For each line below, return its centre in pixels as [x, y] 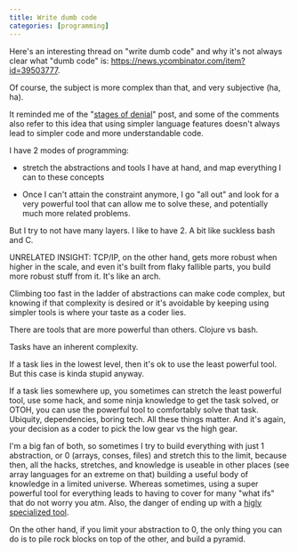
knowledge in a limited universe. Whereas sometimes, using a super [134, 484]
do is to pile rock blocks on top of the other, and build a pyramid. [128, 539]
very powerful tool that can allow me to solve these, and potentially [145, 203]
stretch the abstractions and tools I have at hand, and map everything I [152, 167]
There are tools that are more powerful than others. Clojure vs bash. [134, 329]
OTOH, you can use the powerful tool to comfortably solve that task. [134, 410]
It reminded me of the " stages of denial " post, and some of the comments [145, 114]
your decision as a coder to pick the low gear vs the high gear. [124, 428]
